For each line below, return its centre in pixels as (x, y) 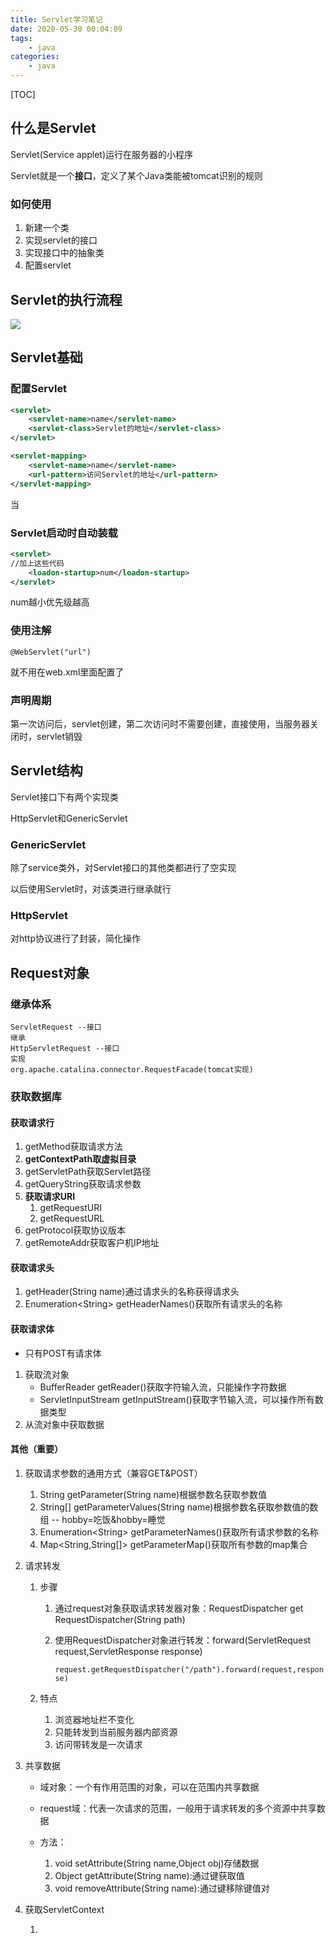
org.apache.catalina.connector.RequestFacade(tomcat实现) (132, 1070)
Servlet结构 (46, 771)
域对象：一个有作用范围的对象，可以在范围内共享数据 (149, 1787)
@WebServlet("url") (51, 652)
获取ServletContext (64, 1909)
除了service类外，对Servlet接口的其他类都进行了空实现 (123, 868)
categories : (35, 57)
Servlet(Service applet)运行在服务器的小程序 (102, 154)
